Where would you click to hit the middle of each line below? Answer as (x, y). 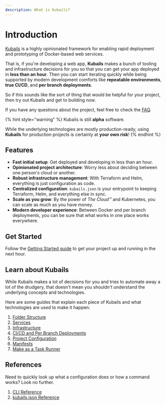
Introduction (31, 34)
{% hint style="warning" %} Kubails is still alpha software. (65, 119)
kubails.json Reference (36, 397)
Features (19, 150)
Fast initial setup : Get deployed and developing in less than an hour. (83, 162)
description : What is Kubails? (38, 10)
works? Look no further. (30, 382)
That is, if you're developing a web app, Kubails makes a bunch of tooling (81, 64)
